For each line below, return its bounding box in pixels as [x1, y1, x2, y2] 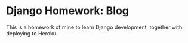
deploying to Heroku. [6, 29, 58, 37]
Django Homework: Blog [6, 4, 130, 18]
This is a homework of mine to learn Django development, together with [6, 24, 183, 31]
